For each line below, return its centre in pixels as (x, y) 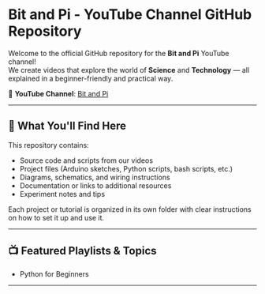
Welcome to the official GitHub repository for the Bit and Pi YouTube (119, 53)
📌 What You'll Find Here (67, 126)
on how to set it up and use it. (56, 217)
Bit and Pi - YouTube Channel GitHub (130, 15)
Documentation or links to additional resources (95, 185)
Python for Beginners (54, 273)
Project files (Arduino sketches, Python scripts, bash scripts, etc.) (126, 168)
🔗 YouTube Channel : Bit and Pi (58, 93)
